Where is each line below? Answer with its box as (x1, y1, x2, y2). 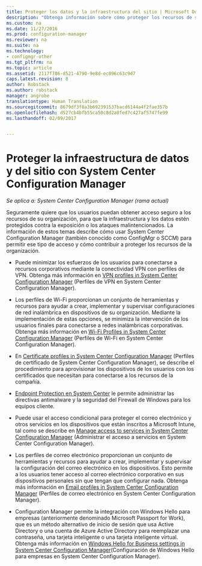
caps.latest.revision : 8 (6, 76, 69, 82)
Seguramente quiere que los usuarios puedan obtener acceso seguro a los (6, 209, 191, 216)
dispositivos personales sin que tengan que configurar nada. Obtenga (14, 477, 188, 485)
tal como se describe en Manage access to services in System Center (14, 427, 188, 434)
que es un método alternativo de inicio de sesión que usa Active (14, 521, 174, 528)
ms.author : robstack (6, 87, 58, 93)
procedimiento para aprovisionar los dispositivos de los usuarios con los (14, 365, 194, 373)
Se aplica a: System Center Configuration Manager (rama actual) (6, 197, 169, 205)
